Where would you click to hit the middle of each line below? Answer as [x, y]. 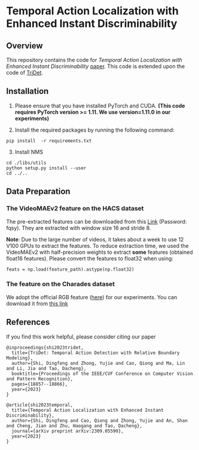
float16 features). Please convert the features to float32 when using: [90, 258]
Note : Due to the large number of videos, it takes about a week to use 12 [95, 239]
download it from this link [37, 303]
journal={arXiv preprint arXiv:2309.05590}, [68, 431]
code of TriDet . [25, 72]
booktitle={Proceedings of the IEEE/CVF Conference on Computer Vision [102, 374]
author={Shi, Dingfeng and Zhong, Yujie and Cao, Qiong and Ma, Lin [98, 363]
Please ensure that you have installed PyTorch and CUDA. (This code [100, 105]
